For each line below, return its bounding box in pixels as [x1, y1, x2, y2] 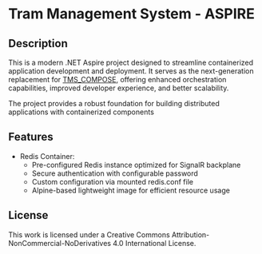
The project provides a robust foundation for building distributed [8, 99, 220, 108]
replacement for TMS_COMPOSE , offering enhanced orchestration [8, 75, 227, 84]
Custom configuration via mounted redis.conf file [31, 177, 194, 186]
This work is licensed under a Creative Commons [8, 229, 170, 240]
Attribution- [171, 229, 210, 240]
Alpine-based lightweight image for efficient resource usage [31, 185, 230, 195]
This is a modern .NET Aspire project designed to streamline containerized [8, 58, 254, 67]
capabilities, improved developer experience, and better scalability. [8, 83, 229, 93]
